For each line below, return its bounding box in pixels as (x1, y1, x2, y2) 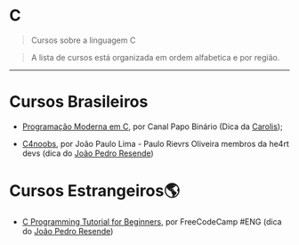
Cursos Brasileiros (9, 92, 149, 112)
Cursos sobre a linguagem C (30, 35, 136, 45)
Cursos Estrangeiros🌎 (9, 181, 181, 201)
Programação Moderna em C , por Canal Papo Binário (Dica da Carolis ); (21, 121, 283, 132)
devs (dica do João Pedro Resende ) (21, 148, 154, 159)
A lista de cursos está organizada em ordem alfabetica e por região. (30, 52, 280, 62)
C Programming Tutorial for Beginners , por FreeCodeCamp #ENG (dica (21, 216, 282, 227)
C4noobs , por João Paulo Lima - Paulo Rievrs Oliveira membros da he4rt (21, 138, 289, 149)
